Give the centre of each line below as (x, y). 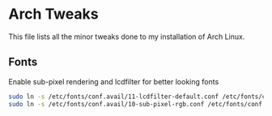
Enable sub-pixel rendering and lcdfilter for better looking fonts (114, 81)
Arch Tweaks (53, 14)
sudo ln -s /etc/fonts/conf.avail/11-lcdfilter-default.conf (114, 97)
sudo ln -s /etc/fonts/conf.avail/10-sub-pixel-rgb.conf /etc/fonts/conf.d (139, 104)
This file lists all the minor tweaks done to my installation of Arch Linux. (127, 37)
